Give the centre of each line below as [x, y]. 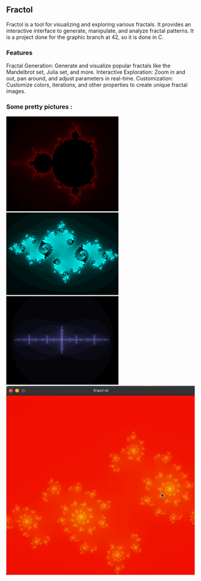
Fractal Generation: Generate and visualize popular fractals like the [89, 66]
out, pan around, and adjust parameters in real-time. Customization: [90, 79]
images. [16, 91]
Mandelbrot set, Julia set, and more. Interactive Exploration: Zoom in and [96, 72]
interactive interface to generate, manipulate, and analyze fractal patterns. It [100, 31]
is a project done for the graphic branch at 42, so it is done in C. [85, 37]
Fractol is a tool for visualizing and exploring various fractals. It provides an [99, 24]
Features [19, 52]
